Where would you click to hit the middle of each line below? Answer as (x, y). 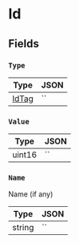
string (23, 228)
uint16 (25, 155)
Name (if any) (31, 194)
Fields (24, 44)
